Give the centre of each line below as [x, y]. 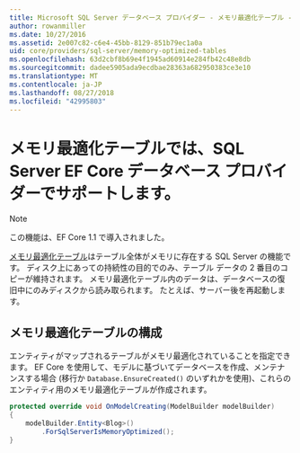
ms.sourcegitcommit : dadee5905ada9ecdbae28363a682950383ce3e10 [130, 68]
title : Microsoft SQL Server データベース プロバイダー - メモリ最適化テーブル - [151, 18]
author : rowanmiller [48, 26]
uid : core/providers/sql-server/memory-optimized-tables [118, 51]
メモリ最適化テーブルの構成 [86, 332]
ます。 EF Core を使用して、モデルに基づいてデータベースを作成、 [132, 367]
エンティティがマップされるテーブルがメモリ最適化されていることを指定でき [150, 356]
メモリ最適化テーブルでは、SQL [127, 148]
